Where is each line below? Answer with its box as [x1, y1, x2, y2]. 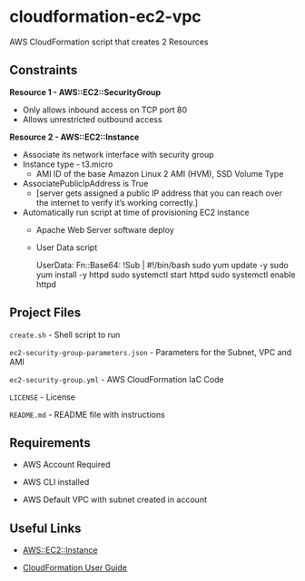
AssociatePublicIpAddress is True [22, 178, 149, 189]
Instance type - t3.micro [22, 159, 113, 169]
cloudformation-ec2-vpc [9, 6, 202, 27]
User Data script [35, 242, 98, 253]
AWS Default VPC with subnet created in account [22, 494, 207, 505]
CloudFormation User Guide [22, 562, 127, 573]
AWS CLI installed [22, 477, 90, 488]
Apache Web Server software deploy [35, 224, 174, 235]
